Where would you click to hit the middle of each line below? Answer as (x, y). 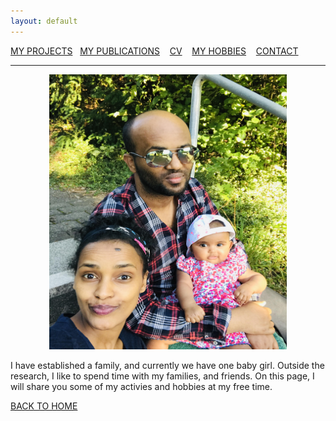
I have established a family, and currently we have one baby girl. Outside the (167, 365)
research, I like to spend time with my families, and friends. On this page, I (162, 376)
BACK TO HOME (44, 406)
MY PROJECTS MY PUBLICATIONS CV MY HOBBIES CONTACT (154, 51)
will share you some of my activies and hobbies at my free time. (141, 386)
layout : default (44, 21)
